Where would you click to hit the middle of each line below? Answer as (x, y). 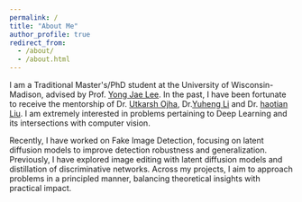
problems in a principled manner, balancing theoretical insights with (135, 179)
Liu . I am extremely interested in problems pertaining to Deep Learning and (148, 114)
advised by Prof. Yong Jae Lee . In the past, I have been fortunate (166, 94)
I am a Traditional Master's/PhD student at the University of (119, 85)
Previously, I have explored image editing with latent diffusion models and (146, 159)
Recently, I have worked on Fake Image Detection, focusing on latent (137, 141)
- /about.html (44, 59)
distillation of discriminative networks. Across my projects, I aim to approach (151, 169)
